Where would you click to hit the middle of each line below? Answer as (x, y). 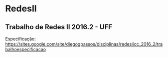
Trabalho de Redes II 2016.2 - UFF (59, 27)
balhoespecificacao (26, 49)
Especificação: (21, 39)
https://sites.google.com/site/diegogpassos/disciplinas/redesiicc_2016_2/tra (84, 44)
